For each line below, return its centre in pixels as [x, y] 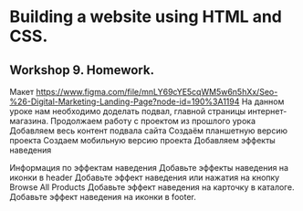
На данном [263, 101]
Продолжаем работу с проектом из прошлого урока [153, 121]
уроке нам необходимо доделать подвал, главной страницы [128, 111]
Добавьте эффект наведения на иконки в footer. [103, 197]
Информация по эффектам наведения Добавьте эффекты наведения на [149, 168]
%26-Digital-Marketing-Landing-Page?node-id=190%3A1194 [125, 101]
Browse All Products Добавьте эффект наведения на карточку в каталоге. [152, 187]
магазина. [29, 121]
